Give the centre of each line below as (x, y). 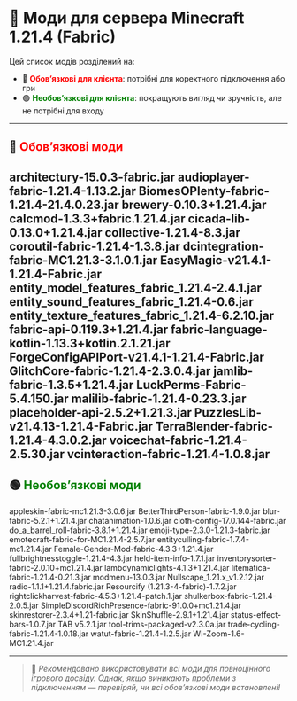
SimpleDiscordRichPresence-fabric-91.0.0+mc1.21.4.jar (141, 605)
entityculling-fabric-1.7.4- (203, 539)
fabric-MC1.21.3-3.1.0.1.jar (83, 260)
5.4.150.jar (39, 398)
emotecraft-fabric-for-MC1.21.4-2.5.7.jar (82, 539)
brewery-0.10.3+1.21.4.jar (194, 204)
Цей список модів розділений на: (72, 61)
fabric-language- (219, 329)
